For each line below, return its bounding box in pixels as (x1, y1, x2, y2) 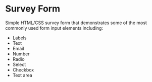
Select (12, 61, 26, 67)
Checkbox (12, 66, 34, 73)
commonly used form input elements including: (5, 25, 104, 31)
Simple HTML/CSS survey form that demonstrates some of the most (5, 20, 147, 26)
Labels (12, 35, 27, 41)
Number (12, 51, 30, 57)
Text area (12, 72, 33, 78)
